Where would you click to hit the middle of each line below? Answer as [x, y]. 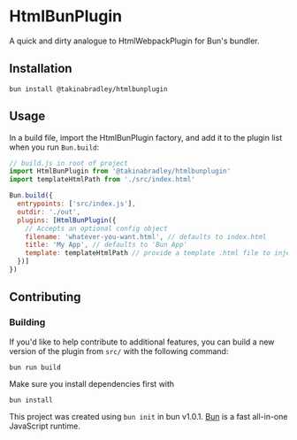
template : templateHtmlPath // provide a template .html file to [148, 253]
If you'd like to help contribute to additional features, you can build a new [142, 342]
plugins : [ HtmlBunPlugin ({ [67, 220]
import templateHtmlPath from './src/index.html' [103, 180]
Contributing [45, 297]
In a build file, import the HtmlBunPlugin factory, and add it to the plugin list [146, 137]
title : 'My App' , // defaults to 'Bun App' [107, 245]
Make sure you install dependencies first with [92, 383]
